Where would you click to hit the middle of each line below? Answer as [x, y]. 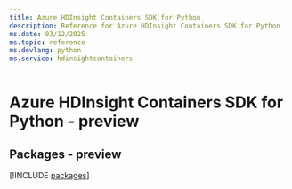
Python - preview [74, 122]
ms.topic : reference [48, 42]
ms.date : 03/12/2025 [48, 34]
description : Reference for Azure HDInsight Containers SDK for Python [145, 26]
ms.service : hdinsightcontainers [71, 59]
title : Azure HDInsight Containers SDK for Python [105, 17]
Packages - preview [65, 154]
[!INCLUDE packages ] [49, 175]
